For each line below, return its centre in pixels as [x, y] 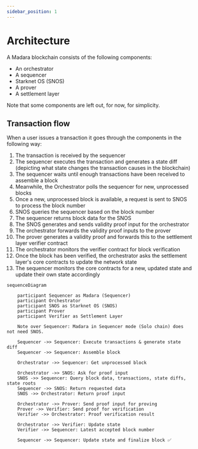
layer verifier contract [42, 243]
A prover [26, 87]
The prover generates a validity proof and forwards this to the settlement [103, 237]
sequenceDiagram [27, 286]
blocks [23, 193]
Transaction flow [38, 124]
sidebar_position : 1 [32, 12]
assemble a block [37, 181]
